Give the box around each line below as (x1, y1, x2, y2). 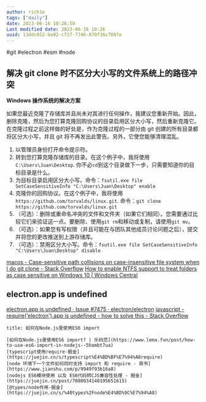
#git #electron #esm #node (6, 48, 75, 56)
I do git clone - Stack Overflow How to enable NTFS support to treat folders (6, 265, 197, 272)
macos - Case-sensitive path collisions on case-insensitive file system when (6, 258, 200, 265)
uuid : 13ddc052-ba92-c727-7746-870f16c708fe (6, 32, 122, 38)
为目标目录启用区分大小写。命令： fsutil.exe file (15, 176, 143, 184)
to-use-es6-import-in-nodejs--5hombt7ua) (6, 342, 114, 348)
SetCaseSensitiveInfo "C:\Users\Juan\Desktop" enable (15, 183, 156, 189)
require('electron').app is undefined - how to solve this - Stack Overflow (6, 312, 189, 319)
